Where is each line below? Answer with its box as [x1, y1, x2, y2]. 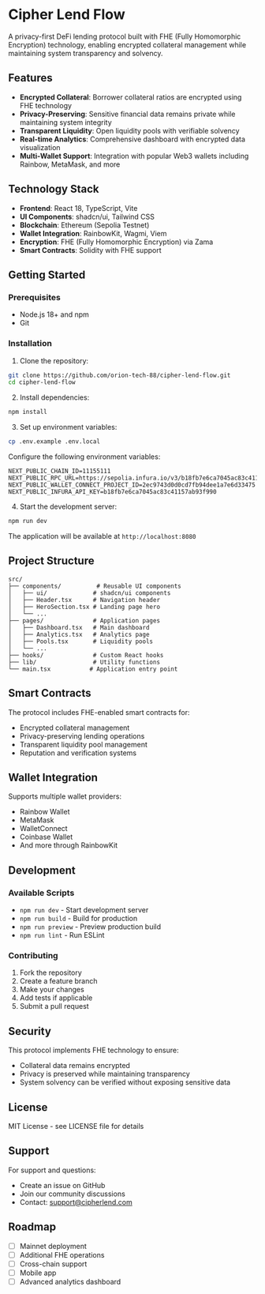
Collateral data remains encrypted [19, 1061, 130, 1070]
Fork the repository [19, 968, 83, 977]
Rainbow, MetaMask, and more [19, 160, 121, 169]
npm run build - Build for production [19, 914, 138, 923]
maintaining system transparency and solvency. [8, 48, 163, 58]
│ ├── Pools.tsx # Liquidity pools [8, 638, 154, 645]
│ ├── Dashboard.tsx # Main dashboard [8, 623, 150, 631]
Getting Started [8, 268, 86, 281]
